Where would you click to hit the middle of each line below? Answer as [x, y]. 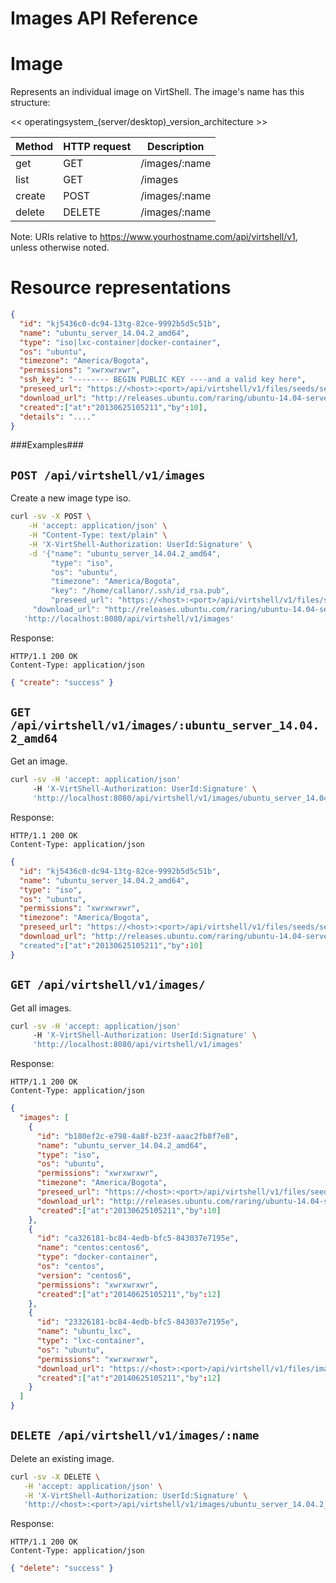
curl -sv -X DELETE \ [55, 1477]
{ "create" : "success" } [62, 682]
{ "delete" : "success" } [62, 1568]
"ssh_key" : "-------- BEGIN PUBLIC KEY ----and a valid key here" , [163, 380]
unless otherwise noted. [60, 248]
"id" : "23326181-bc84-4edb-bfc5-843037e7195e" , [138, 1322]
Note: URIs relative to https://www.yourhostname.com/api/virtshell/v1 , [154, 237]
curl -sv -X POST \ [51, 517]
